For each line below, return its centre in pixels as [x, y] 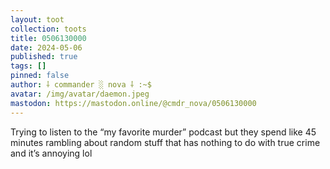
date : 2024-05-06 [46, 47]
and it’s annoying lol [51, 153]
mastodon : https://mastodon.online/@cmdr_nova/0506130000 [133, 103]
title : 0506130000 [48, 38]
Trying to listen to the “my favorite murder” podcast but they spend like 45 [163, 132]
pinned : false [40, 76]
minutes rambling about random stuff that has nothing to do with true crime [165, 142]
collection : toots [48, 29]
